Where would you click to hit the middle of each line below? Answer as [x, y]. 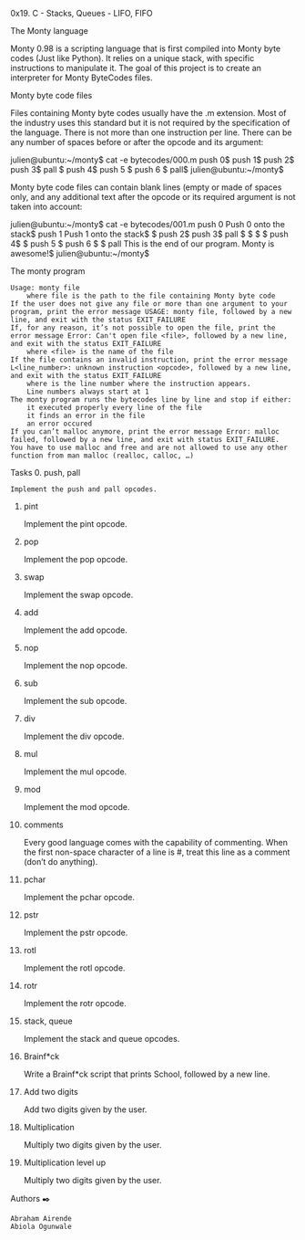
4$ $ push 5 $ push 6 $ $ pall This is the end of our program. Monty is [142, 244]
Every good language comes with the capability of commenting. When [155, 842]
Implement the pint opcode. [75, 524]
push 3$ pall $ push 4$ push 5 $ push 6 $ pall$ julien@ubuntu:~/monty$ [147, 169]
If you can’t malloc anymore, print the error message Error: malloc [145, 432]
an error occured [60, 424]
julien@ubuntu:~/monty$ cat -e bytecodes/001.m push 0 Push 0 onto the [148, 224]
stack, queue [48, 1021]
